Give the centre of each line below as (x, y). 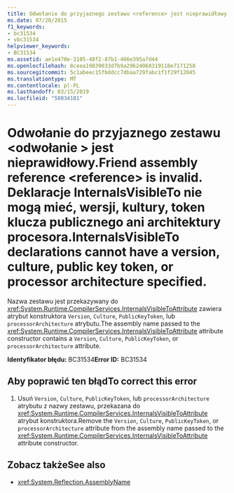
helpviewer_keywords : (39, 46)
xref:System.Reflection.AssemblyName (74, 482)
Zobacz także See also (56, 465)
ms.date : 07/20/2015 (37, 20)
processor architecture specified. (107, 282)
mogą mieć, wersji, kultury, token (106, 208)
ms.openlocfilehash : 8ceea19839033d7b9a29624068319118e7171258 (102, 66)
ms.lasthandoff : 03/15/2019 (48, 92)
